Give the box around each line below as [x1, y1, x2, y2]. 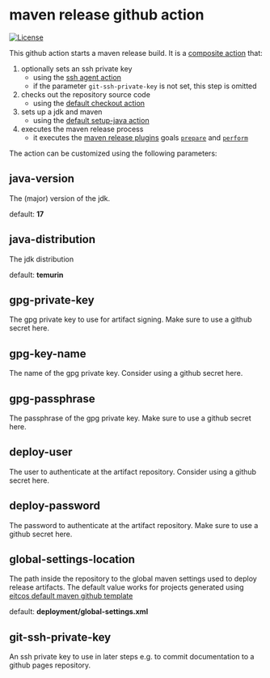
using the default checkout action [32, 98, 145, 108]
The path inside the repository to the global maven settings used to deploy [9, 574, 257, 584]
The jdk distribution [9, 254, 74, 264]
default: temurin [9, 270, 64, 279]
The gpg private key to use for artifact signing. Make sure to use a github [9, 314, 252, 325]
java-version [9, 172, 75, 185]
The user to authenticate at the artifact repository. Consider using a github [9, 467, 257, 476]
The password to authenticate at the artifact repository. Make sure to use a [9, 520, 259, 530]
